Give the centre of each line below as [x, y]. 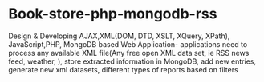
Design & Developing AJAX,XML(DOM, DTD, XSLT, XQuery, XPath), [119, 36]
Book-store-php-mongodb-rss [113, 14]
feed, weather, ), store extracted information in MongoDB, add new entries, [132, 61]
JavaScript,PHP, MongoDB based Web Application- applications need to [128, 44]
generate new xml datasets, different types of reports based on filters [123, 69]
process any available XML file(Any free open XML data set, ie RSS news [129, 53]
